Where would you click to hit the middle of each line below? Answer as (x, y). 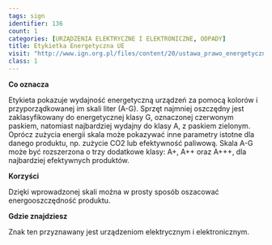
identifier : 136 (36, 24)
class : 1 (23, 62)
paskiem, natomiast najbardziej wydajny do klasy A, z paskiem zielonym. (130, 126)
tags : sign (27, 16)
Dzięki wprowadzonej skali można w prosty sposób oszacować (114, 191)
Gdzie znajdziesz (38, 216)
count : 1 (23, 31)
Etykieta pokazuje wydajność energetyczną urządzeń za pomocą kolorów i (133, 100)
